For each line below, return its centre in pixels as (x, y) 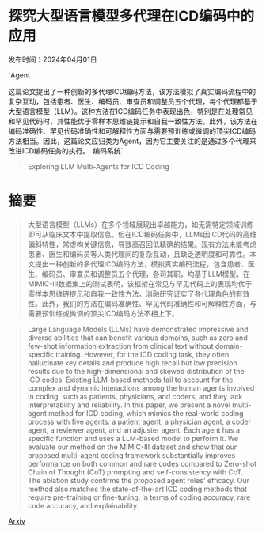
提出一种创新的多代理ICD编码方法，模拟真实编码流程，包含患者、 (141, 264)
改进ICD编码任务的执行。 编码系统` (66, 150)
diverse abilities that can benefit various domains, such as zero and (137, 338)
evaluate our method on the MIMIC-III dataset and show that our (132, 447)
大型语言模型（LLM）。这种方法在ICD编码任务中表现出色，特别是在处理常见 (131, 111)
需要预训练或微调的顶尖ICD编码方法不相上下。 (103, 313)
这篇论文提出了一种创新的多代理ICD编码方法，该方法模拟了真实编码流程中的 (132, 91)
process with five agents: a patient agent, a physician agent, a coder (139, 421)
